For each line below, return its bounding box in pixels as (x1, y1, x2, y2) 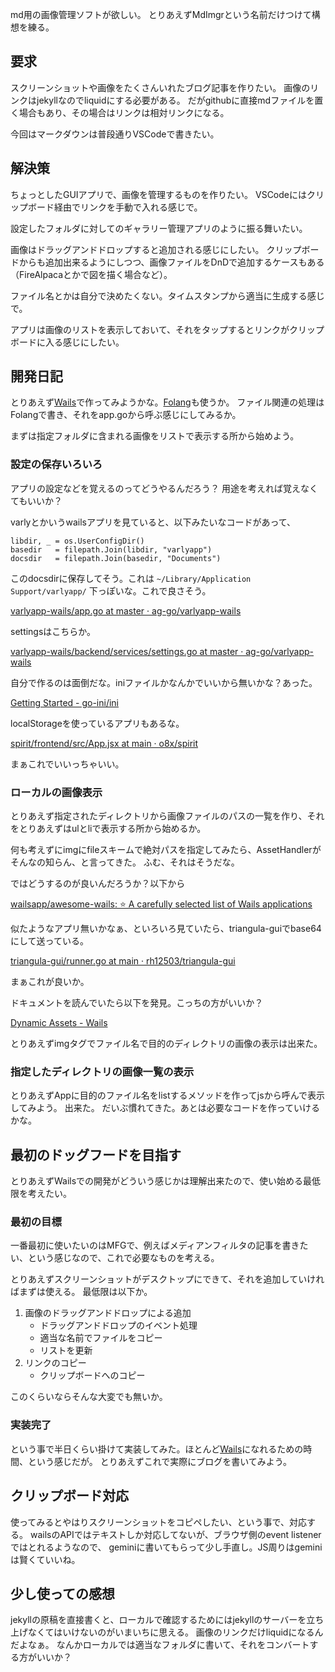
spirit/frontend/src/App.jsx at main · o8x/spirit (10, 737, 199, 749)
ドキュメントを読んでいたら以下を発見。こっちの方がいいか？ (10, 997, 264, 1009)
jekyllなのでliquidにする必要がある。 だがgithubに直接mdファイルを (36, 94, 315, 106)
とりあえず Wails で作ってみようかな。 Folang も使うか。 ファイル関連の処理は (10, 396, 325, 408)
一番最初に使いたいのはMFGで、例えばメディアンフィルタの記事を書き (10, 1239, 300, 1252)
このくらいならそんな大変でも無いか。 (10, 1391, 168, 1403)
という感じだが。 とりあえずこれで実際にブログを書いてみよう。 (27, 1455, 292, 1467)
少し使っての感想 (10, 1585, 115, 1602)
